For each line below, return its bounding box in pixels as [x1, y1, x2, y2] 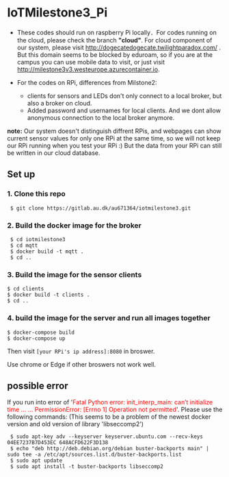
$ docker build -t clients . [7, 291, 90, 299]
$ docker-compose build [7, 329, 75, 336]
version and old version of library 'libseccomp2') [7, 420, 144, 428]
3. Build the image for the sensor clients [7, 269, 142, 279]
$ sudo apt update [10, 457, 63, 464]
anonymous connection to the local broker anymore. [27, 113, 175, 121]
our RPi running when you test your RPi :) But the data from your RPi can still [7, 141, 222, 149]
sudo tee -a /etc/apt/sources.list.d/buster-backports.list [7, 451, 183, 458]
